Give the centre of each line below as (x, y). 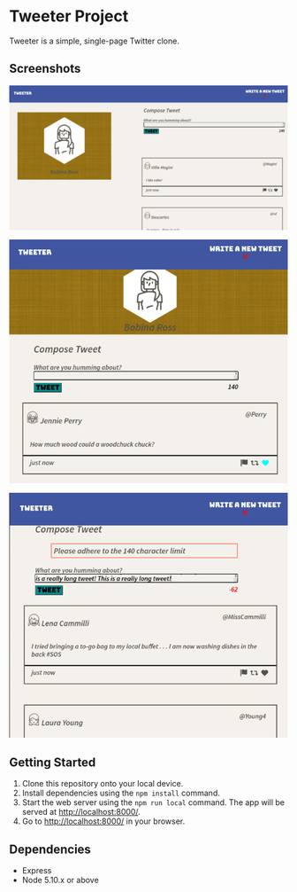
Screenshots (45, 69)
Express (37, 871)
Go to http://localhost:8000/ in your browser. (103, 821)
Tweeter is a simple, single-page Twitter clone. (94, 41)
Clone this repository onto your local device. (103, 784)
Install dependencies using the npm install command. (121, 793)
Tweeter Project (69, 16)
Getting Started (53, 762)
